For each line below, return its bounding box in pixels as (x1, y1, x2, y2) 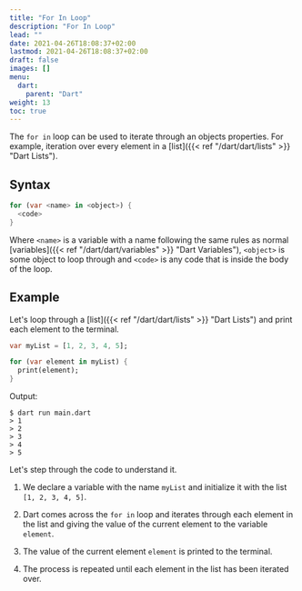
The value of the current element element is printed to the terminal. (22, 546, 273, 556)
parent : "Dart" (25, 89, 84, 98)
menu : (9, 73, 30, 82)
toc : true (9, 106, 47, 115)
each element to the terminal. (9, 324, 120, 335)
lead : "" (9, 30, 43, 39)
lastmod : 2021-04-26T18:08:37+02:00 (9, 47, 148, 56)
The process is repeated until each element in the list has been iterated (22, 564, 289, 574)
